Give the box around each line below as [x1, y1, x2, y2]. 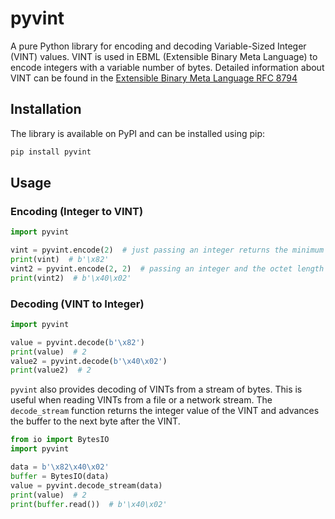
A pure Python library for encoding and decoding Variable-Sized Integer [10, 40, 307, 52]
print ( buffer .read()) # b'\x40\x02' [10, 499, 168, 509]
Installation [10, 101, 82, 118]
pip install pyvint [10, 147, 92, 157]
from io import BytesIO [10, 435, 110, 445]
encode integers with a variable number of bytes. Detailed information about [10, 61, 325, 73]
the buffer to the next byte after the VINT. [10, 415, 181, 427]
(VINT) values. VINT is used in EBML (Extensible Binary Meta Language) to [10, 50, 318, 62]
